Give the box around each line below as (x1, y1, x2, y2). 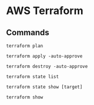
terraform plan (6, 43, 43, 49)
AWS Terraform (6, 4, 83, 18)
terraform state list (6, 74, 59, 80)
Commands (6, 28, 50, 38)
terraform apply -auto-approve (6, 53, 83, 59)
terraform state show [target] (6, 84, 83, 90)
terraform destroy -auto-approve (6, 63, 88, 69)
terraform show (6, 94, 43, 100)
